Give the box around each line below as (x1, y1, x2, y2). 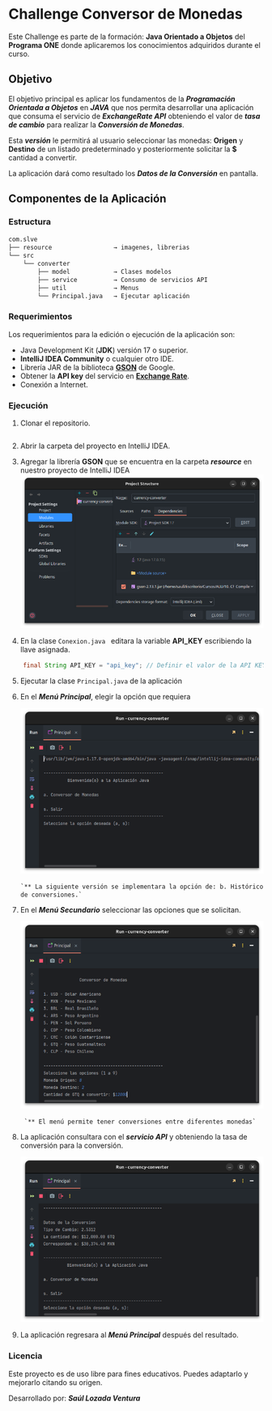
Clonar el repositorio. (19, 418, 91, 428)
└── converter (23, 260, 70, 268)
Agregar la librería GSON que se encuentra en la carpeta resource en (19, 457, 253, 467)
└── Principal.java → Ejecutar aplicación (37, 293, 190, 301)
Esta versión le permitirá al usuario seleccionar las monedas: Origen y (8, 135, 244, 145)
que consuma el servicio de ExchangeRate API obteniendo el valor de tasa (8, 111, 261, 121)
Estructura (8, 216, 51, 228)
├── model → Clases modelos (37, 268, 172, 276)
